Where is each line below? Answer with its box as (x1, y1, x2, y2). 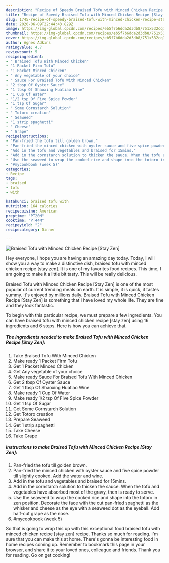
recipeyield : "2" (6, 223, 42, 228)
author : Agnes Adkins (6, 40, 51, 45)
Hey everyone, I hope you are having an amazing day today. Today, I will (6, 255, 155, 261)
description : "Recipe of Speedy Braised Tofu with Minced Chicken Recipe (6, 7, 163, 13)
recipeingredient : (6, 54, 44, 59)
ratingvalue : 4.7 (6, 45, 42, 50)
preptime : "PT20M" (6, 213, 44, 218)
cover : (6, 36, 20, 41)
